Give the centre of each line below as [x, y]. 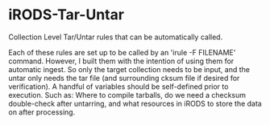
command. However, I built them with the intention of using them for [121, 61]
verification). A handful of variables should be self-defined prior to [118, 87]
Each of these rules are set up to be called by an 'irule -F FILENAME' [122, 52]
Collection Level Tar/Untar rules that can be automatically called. [116, 37]
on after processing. [42, 112]
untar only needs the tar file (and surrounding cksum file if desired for [124, 78]
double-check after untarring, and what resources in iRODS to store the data [135, 103]
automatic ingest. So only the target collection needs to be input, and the [129, 69]
